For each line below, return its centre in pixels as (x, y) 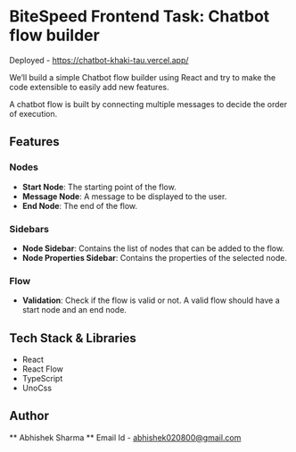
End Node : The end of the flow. (80, 205)
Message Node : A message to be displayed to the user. (124, 196)
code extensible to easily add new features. (89, 87)
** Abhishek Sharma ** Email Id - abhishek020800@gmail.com (125, 437)
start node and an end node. (74, 310)
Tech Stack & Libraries (73, 338)
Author (29, 416)
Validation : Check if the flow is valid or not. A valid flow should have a (151, 300)
